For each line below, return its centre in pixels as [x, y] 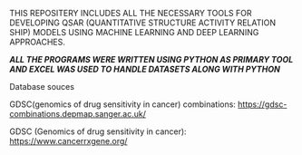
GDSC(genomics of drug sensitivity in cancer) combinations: [122, 104]
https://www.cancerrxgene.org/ [68, 141]
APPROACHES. [38, 42]
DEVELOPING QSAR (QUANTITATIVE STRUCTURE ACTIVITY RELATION [143, 23]
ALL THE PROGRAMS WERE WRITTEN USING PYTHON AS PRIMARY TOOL [151, 59]
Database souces [42, 87]
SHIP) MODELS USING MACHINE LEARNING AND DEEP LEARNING [134, 32]
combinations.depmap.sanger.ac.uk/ [78, 114]
